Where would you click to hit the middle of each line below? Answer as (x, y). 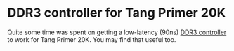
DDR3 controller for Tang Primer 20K (117, 13)
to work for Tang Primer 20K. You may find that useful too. (92, 39)
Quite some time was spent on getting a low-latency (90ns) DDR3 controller (117, 32)
